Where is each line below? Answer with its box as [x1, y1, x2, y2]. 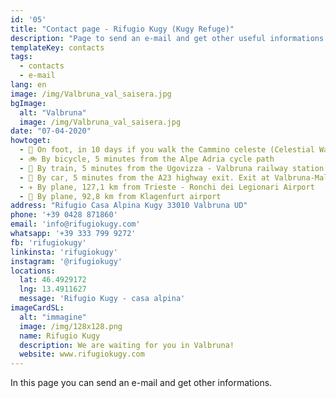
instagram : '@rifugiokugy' [10, 256, 123, 266]
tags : [10, 52, 33, 62]
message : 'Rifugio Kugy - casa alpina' [19, 294, 186, 304]
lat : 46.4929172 [19, 275, 87, 285]
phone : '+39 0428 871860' [10, 210, 118, 220]
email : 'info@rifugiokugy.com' [10, 219, 141, 230]
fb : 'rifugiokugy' [10, 237, 87, 248]
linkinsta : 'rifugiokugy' [10, 247, 118, 257]
